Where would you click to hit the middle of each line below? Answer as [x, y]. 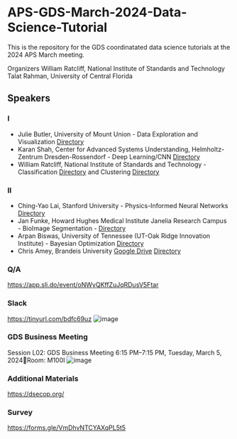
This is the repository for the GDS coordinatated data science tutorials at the [119, 47]
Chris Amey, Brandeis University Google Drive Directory [99, 251]
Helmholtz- [208, 149]
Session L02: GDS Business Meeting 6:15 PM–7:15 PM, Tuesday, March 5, [115, 352]
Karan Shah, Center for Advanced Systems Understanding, [104, 149]
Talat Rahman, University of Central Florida [70, 76]
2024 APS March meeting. [46, 55]
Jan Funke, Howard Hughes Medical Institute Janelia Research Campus [122, 220]
